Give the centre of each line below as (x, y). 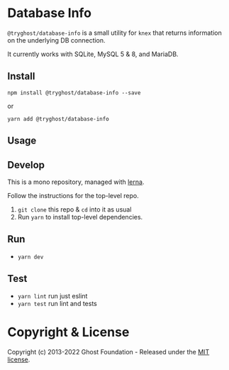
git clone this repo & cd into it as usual (74, 209)
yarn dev (30, 257)
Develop (26, 165)
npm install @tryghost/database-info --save (74, 93)
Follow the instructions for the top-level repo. (73, 195)
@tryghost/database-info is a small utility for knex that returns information (114, 33)
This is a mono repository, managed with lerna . (76, 182)
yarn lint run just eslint (52, 295)
